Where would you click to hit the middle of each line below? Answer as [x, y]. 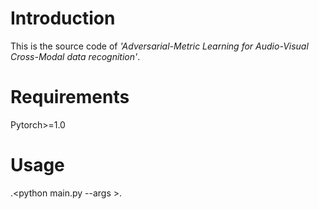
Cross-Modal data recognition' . [75, 56]
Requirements [70, 97]
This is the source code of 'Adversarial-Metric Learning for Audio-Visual [159, 46]
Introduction [63, 18]
